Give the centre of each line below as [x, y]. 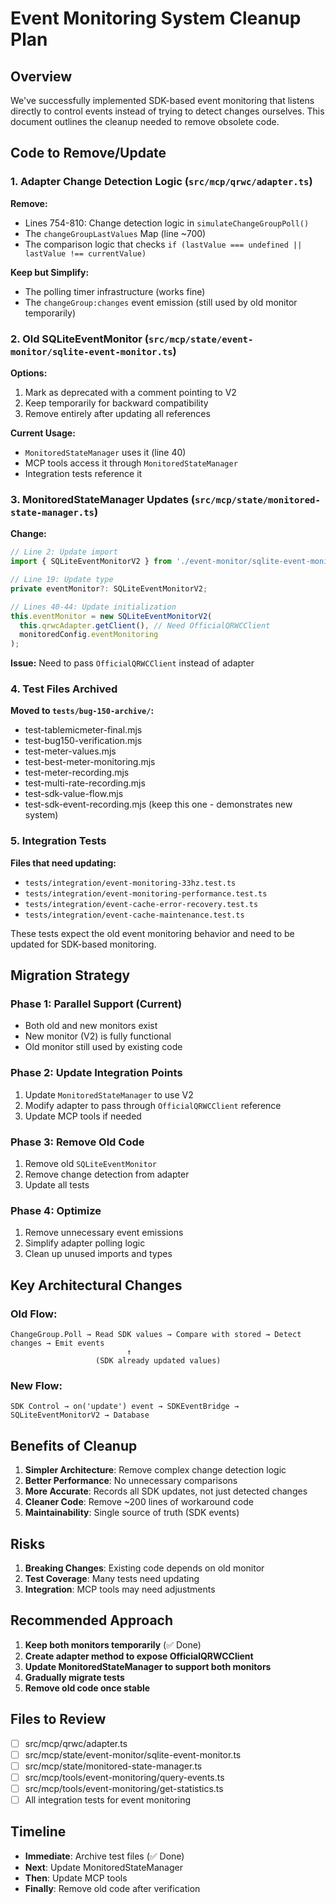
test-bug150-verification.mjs [83, 741]
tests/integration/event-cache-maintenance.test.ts [134, 915]
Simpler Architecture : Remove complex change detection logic [155, 1470]
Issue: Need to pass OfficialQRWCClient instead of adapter [132, 663]
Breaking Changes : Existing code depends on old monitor [144, 1568]
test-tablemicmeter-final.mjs [83, 730]
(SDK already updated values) [158, 1361]
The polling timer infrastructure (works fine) [115, 291]
